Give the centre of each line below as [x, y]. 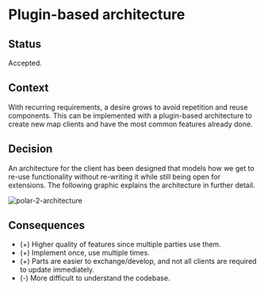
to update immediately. [57, 270]
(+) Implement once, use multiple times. [85, 253]
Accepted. [25, 63]
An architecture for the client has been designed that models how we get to [132, 168]
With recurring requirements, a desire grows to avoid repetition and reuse [128, 107]
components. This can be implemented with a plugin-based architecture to [130, 115]
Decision [31, 149]
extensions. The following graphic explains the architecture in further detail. [132, 185]
